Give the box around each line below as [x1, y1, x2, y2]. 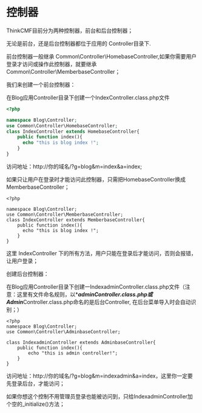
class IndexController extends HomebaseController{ [6, 129, 140, 135]
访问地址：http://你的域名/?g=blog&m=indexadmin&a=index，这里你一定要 [6, 372, 193, 379]
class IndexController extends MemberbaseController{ [6, 217, 146, 223]
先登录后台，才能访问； [6, 379, 65, 387]
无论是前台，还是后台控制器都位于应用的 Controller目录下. [6, 40, 152, 47]
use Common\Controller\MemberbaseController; [6, 211, 123, 217]
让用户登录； [6, 257, 38, 264]
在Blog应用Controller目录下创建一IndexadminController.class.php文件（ [6, 283, 185, 290]
